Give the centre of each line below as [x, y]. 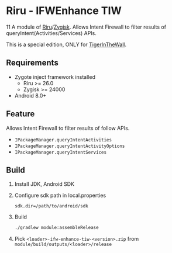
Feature [20, 114]
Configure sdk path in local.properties [60, 195]
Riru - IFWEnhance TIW [64, 11]
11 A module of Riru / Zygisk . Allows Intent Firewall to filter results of [86, 27]
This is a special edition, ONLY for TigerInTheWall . [66, 44]
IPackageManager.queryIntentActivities [63, 140]
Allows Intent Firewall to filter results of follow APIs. [68, 128]
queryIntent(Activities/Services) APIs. [51, 33]
